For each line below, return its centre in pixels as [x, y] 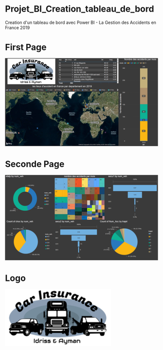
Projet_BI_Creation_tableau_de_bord [80, 9]
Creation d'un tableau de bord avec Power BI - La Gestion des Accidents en [81, 22]
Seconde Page [35, 164]
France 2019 [17, 27]
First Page [26, 47]
